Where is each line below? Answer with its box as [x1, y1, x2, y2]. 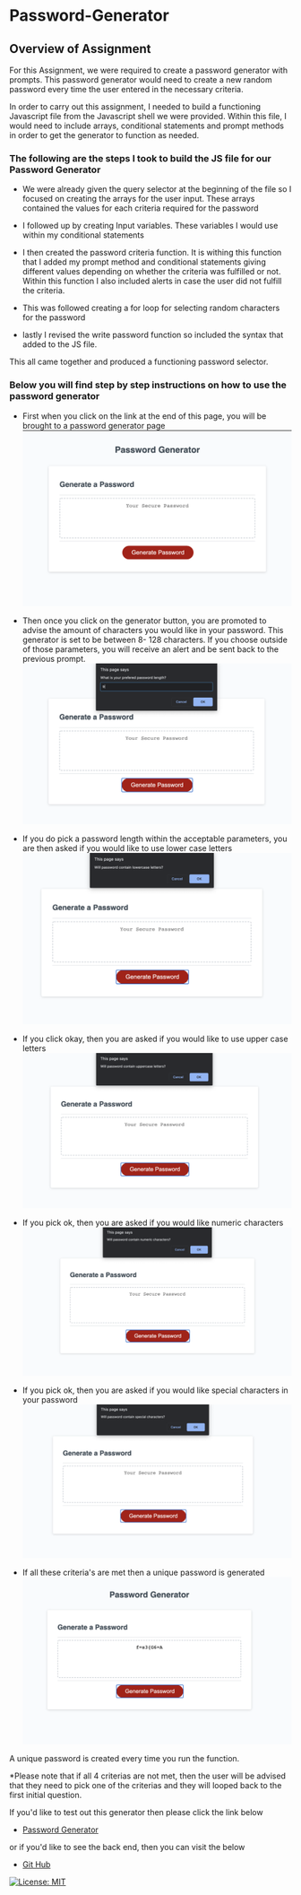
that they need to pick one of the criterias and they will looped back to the [9, 1780, 282, 1791]
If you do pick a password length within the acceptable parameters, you [21, 833, 288, 844]
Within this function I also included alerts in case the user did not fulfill [21, 275, 282, 287]
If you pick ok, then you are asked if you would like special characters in [21, 1385, 288, 1395]
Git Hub [21, 1859, 51, 1870]
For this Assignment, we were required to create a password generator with [9, 65, 288, 75]
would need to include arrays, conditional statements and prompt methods [9, 120, 285, 131]
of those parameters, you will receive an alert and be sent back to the [21, 644, 279, 655]
